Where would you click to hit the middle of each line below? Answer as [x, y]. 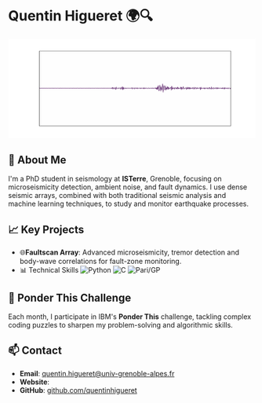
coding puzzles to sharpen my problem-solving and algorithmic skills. [120, 324]
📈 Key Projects [46, 229]
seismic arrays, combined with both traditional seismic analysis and [117, 196]
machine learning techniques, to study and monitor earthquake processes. [129, 204]
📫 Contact [35, 351]
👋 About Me [37, 160]
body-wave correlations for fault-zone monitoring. [100, 262]
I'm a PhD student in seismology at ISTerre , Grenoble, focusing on [115, 179]
